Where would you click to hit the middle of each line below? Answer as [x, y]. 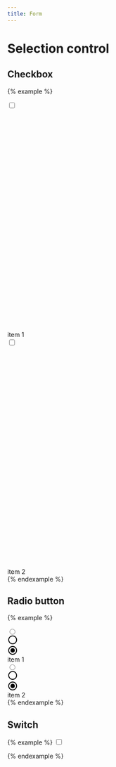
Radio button [36, 601]
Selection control [58, 48]
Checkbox [30, 74]
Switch [23, 725]
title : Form [25, 14]
